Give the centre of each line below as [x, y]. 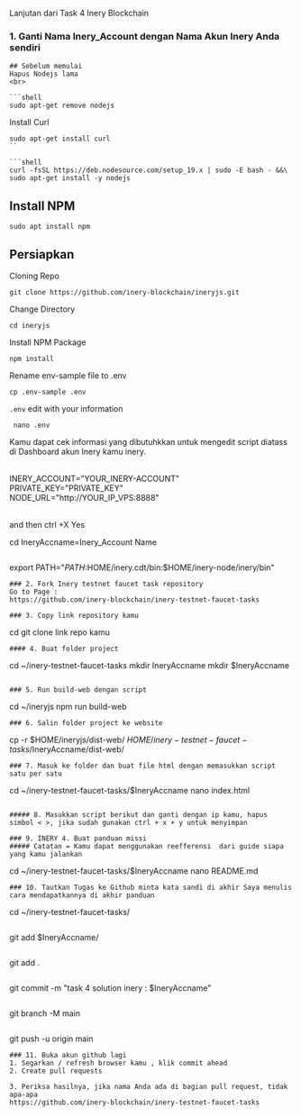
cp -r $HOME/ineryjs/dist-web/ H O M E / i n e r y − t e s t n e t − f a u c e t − [128, 739]
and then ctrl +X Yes [47, 524]
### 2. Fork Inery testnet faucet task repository [106, 584]
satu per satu [36, 774]
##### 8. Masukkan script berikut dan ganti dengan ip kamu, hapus [139, 814]
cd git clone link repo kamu [60, 632]
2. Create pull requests [56, 1071]
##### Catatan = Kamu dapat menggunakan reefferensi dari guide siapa [146, 846]
